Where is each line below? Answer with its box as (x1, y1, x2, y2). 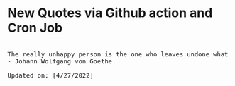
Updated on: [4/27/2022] (7, 71, 94, 79)
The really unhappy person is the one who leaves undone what (7, 50, 229, 58)
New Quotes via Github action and (7, 5, 213, 21)
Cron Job (7, 20, 62, 36)
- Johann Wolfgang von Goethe (7, 57, 113, 65)
